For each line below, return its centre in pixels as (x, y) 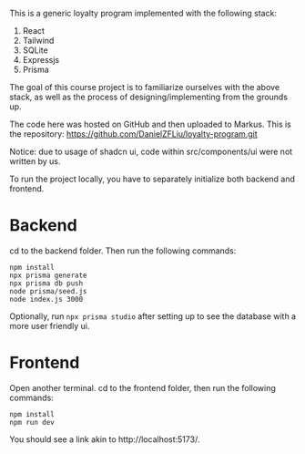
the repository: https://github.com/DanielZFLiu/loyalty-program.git (133, 134)
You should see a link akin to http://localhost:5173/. (105, 439)
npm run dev (32, 422)
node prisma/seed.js (49, 291)
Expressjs (41, 60)
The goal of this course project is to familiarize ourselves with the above (145, 87)
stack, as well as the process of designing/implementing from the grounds (149, 97)
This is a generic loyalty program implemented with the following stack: (143, 13)
